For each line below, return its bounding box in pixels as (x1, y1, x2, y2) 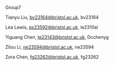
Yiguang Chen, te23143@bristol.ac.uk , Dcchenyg (5, 34, 109, 40)
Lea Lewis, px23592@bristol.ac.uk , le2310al (5, 24, 98, 30)
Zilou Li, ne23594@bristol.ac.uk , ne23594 (5, 44, 95, 50)
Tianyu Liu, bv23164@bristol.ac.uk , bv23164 (5, 14, 99, 20)
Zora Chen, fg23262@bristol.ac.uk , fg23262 (5, 54, 99, 60)
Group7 (5, 5, 21, 10)
